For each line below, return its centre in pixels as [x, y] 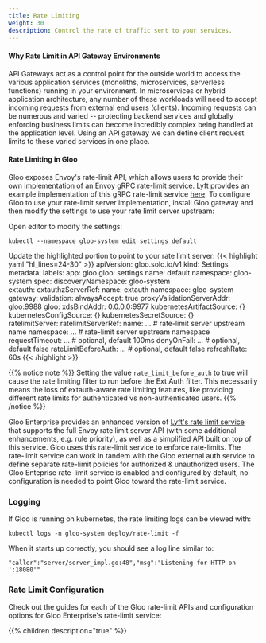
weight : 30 [26, 23]
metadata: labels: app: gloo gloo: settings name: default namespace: [120, 272]
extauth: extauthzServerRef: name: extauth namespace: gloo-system [121, 289]
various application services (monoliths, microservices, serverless [116, 82]
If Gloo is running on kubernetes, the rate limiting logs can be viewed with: [130, 519]
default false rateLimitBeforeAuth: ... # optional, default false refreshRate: [128, 349]
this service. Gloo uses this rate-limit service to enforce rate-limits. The [125, 447]
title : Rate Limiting [44, 16]
